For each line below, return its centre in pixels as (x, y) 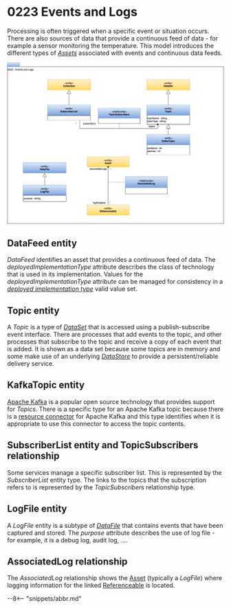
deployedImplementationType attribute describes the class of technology (111, 267)
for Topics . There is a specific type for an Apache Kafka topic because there (115, 409)
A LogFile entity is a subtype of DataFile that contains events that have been (115, 525)
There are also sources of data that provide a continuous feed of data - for (113, 38)
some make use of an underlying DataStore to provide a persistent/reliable (113, 356)
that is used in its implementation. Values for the (75, 274)
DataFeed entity (42, 243)
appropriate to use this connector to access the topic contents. (96, 423)
